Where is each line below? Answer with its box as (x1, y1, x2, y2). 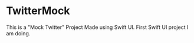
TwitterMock (6, 4, 70, 18)
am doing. (6, 29, 31, 37)
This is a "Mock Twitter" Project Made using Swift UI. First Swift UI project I (6, 24, 189, 31)
